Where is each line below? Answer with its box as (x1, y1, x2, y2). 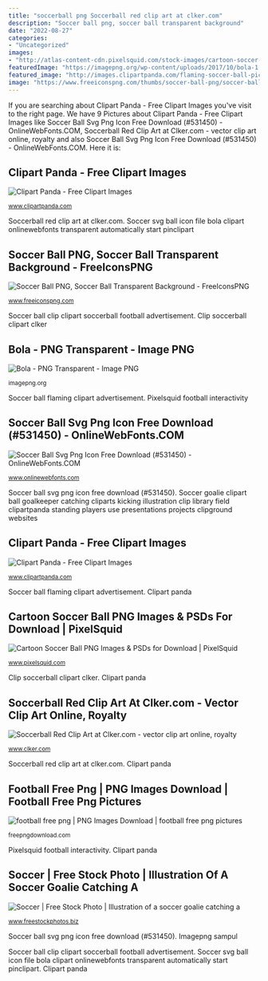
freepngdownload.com (8, 831, 71, 839)
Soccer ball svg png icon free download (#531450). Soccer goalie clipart (8, 487, 247, 497)
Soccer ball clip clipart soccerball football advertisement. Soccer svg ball (8, 947, 249, 956)
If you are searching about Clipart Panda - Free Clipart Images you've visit (8, 100, 252, 110)
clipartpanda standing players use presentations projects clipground (8, 504, 233, 514)
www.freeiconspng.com (8, 297, 74, 305)
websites (8, 513, 38, 522)
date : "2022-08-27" (8, 26, 73, 34)
